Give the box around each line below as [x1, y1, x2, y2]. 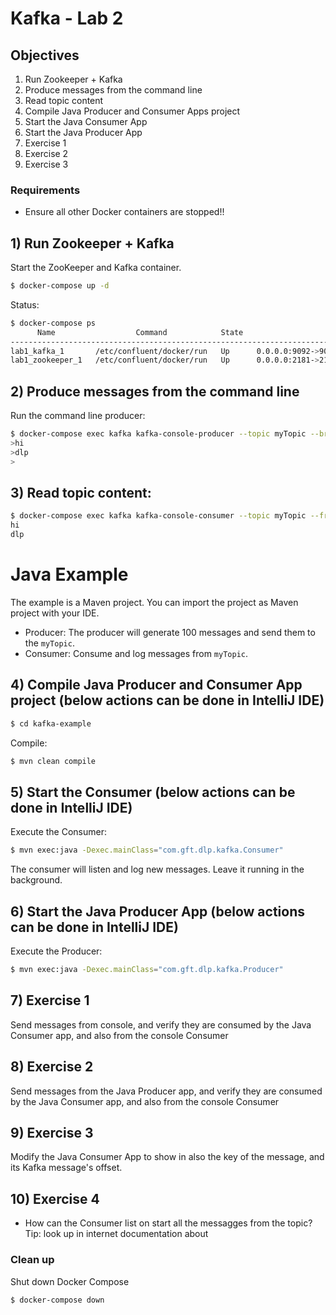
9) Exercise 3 [10, 1125, 94, 1141]
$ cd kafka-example [10, 718, 92, 729]
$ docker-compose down [10, 1295, 105, 1305]
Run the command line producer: [10, 410, 146, 422]
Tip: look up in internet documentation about [24, 1228, 209, 1240]
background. [10, 874, 63, 886]
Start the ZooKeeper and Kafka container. [10, 262, 182, 274]
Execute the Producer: [10, 945, 103, 957]
